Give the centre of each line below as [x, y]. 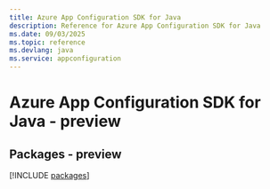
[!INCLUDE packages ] [49, 175]
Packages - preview [65, 154]
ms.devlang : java [41, 51]
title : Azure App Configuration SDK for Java [95, 17]
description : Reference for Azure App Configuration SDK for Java [135, 26]
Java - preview [65, 122]
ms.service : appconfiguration [65, 59]
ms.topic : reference [48, 42]
